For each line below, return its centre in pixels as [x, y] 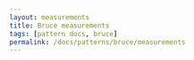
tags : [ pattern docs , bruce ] [63, 34]
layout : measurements [50, 17]
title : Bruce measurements [59, 26]
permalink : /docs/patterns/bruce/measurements [97, 42]
